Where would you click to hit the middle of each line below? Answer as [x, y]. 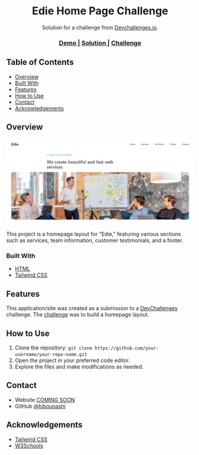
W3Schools [29, 445]
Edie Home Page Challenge [100, 11]
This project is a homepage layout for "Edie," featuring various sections [94, 234]
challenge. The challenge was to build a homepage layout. [78, 315]
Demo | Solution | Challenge [100, 43]
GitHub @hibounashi [40, 406]
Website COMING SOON [45, 400]
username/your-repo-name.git [51, 354]
